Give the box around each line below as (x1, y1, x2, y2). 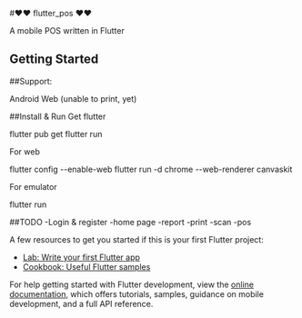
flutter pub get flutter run (9, 128, 103, 139)
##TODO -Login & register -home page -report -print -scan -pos (9, 216, 252, 227)
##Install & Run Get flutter (9, 111, 106, 122)
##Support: (9, 75, 53, 86)
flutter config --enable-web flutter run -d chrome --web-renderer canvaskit (9, 164, 293, 174)
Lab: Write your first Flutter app (22, 252, 141, 263)
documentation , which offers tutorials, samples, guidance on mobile (9, 288, 264, 299)
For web (9, 145, 41, 157)
